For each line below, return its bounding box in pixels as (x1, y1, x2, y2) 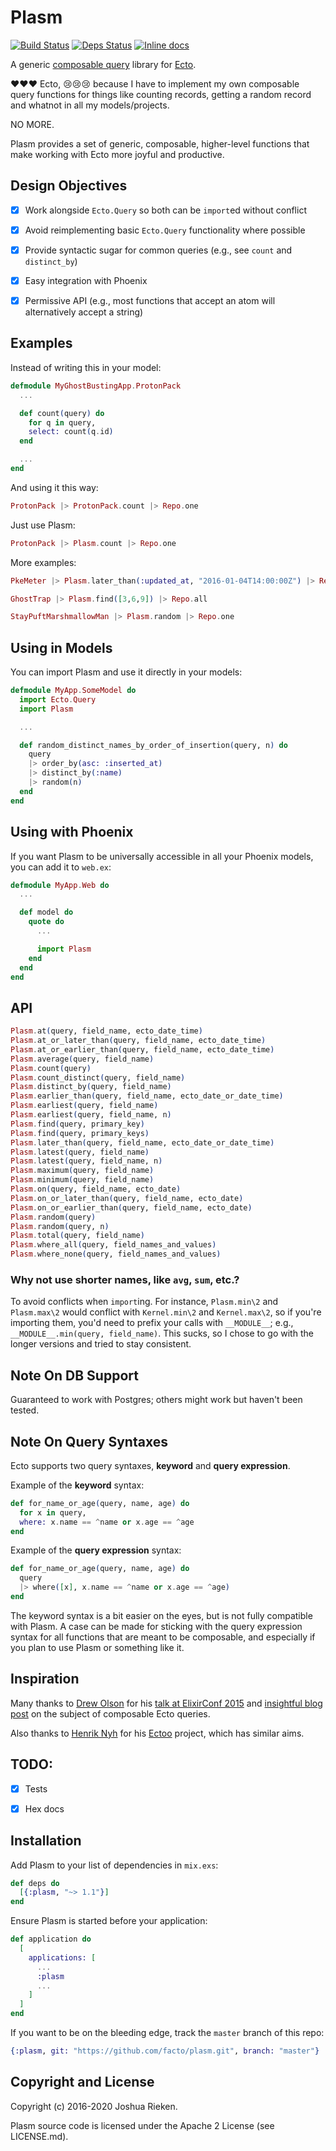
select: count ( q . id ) (28, 427, 114, 437)
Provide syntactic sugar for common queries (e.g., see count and (24, 244, 293, 256)
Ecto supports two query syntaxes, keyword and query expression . (10, 1459, 291, 1471)
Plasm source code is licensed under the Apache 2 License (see (10, 2119, 275, 2131)
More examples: (10, 556, 77, 568)
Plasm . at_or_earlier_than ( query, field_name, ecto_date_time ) (10, 1044, 275, 1055)
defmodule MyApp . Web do (10, 880, 110, 890)
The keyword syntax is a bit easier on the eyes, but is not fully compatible (10, 1609, 313, 1621)
